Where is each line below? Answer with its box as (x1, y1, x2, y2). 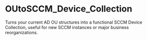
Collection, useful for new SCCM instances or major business (5, 24, 129, 30)
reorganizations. (5, 29, 38, 35)
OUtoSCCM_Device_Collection (5, 3, 132, 14)
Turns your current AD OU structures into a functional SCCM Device (5, 19, 143, 25)
